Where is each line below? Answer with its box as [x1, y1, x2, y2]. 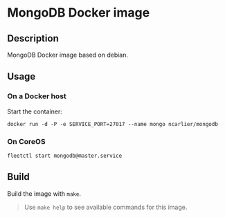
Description [7, 33, 59, 44]
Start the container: [7, 107, 62, 116]
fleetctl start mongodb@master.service [7, 152, 123, 159]
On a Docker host [7, 91, 67, 101]
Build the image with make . [7, 189, 82, 198]
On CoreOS [7, 136, 46, 146]
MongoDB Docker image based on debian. [7, 51, 129, 59]
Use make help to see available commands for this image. [24, 203, 188, 211]
